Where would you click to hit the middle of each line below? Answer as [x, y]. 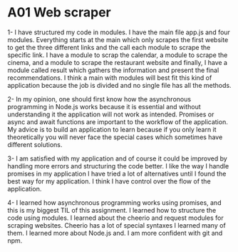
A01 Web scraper [59, 12]
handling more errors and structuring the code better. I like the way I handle [118, 166]
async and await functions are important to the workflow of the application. [118, 121]
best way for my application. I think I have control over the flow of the [109, 181]
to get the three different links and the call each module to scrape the [109, 47]
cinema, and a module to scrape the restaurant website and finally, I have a [118, 62]
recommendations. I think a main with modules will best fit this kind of [110, 77]
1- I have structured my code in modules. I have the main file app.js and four [119, 32]
